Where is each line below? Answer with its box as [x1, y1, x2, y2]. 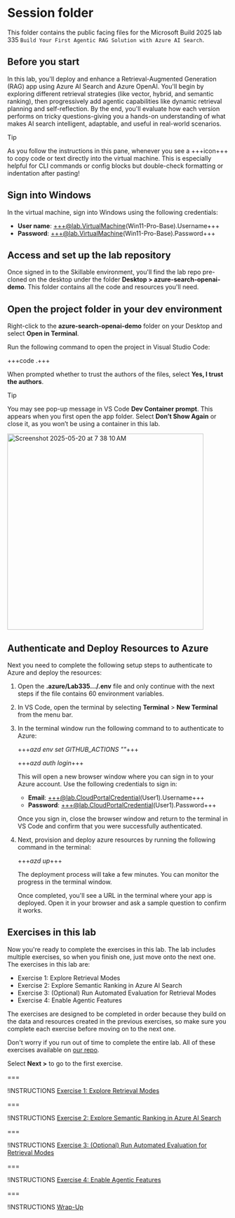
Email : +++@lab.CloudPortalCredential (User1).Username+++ [27, 793, 205, 802]
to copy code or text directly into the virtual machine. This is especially [7, 154, 212, 162]
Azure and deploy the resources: [7, 668, 102, 677]
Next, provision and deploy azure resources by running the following [17, 835, 216, 844]
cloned [7, 275, 27, 284]
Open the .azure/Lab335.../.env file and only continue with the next [17, 682, 215, 690]
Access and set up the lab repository [7, 249, 172, 261]
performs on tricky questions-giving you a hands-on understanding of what [7, 112, 226, 120]
